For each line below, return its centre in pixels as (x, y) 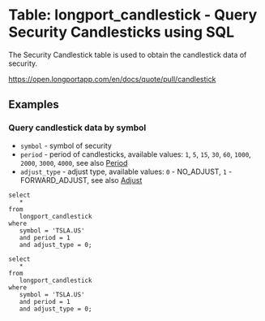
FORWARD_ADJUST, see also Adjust (81, 180)
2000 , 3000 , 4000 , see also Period (74, 163)
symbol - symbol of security (66, 145)
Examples (34, 104)
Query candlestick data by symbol (77, 128)
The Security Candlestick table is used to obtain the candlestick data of (128, 54)
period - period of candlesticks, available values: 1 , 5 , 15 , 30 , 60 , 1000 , (135, 154)
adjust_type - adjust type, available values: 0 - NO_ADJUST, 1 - (126, 171)
